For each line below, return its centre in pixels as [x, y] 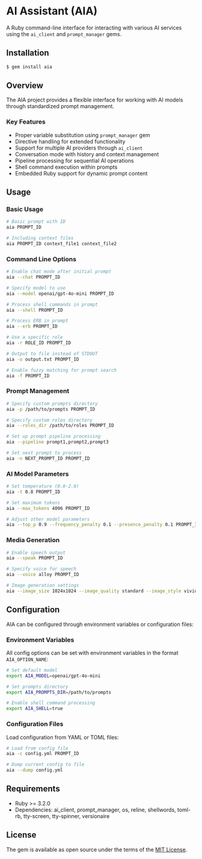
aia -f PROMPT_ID [28, 376]
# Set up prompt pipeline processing [54, 437]
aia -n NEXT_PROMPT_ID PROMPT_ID [48, 458]
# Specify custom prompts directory [52, 404]
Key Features [26, 122]
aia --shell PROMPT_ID [35, 310]
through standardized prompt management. [60, 106]
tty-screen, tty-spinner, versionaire [66, 816]
